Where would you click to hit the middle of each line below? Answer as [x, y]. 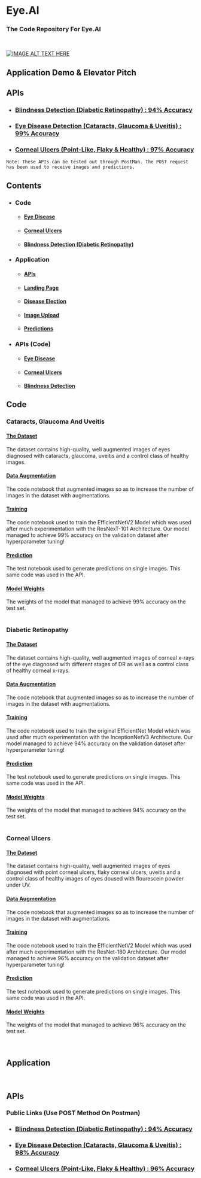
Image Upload [42, 315]
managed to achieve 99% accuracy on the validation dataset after [87, 535]
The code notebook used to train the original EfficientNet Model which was [99, 730]
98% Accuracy [37, 1153]
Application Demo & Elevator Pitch [71, 72]
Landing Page [41, 287]
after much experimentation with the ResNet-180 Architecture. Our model [96, 952]
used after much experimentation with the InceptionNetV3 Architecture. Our [100, 737]
